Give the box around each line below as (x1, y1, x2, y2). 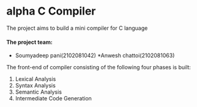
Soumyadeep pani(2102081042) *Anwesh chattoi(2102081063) (15, 52, 175, 59)
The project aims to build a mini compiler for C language (6, 24, 148, 32)
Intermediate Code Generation (15, 95, 92, 102)
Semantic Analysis (15, 88, 62, 95)
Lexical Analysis (15, 75, 56, 83)
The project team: (6, 38, 53, 46)
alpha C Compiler (6, 4, 96, 18)
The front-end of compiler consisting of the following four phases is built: (6, 64, 191, 71)
